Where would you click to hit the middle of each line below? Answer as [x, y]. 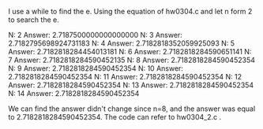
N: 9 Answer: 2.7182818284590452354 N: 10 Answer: [96, 68]
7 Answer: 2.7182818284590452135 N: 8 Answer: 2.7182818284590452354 [131, 60]
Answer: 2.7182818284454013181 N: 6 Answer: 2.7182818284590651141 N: [130, 52]
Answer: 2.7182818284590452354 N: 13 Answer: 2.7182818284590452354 [131, 85]
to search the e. [34, 20]
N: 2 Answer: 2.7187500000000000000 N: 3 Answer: [96, 35]
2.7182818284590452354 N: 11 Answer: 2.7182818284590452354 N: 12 [125, 77]
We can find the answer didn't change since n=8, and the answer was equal [132, 109]
